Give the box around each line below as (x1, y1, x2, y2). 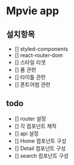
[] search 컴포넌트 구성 (14, 152, 69, 159)
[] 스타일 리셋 (14, 59, 46, 66)
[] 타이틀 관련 (14, 74, 46, 81)
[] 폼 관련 (14, 66, 37, 73)
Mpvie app (6, 4, 59, 18)
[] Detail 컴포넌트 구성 (14, 144, 66, 152)
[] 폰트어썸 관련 (14, 81, 51, 88)
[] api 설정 (14, 129, 39, 137)
